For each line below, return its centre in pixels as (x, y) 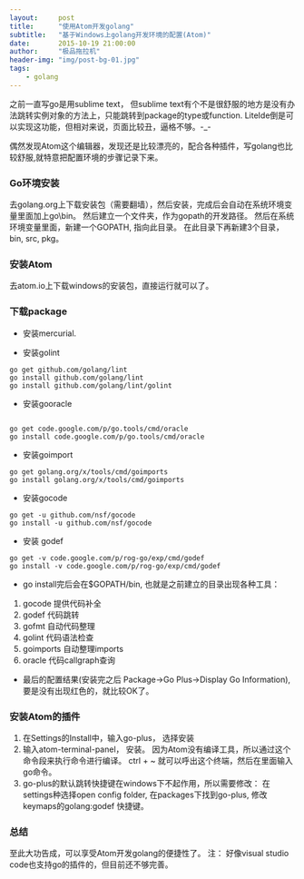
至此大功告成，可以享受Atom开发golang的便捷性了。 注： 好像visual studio (149, 854)
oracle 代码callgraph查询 (69, 660)
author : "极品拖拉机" (55, 52)
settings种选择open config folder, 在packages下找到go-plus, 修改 (145, 795)
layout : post (42, 18)
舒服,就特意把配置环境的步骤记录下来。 (90, 157)
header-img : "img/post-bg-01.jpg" (75, 60)
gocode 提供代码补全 (62, 603)
